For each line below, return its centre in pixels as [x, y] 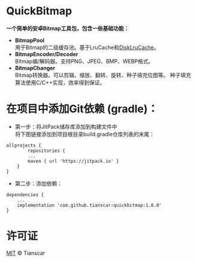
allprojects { [24, 145]
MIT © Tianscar [26, 253]
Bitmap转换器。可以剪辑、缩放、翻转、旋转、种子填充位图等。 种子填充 [103, 75]
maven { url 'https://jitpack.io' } [73, 161]
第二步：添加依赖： [39, 183]
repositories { [47, 151]
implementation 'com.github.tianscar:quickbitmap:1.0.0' [90, 205]
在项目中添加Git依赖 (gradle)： [82, 109]
